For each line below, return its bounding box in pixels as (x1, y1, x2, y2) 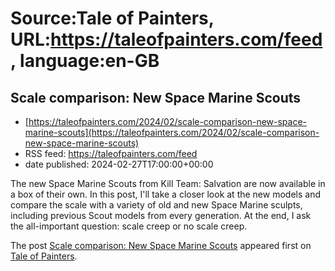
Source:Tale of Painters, (10, 7, 215, 30)
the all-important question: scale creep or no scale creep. (10, 220, 248, 232)
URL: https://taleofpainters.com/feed (10, 28, 323, 51)
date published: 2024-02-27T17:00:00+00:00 (24, 158, 214, 170)
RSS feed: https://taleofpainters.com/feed (24, 148, 198, 159)
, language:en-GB (10, 50, 160, 72)
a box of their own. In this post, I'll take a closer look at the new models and (10, 188, 321, 200)
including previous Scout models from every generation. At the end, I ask (10, 210, 312, 221)
